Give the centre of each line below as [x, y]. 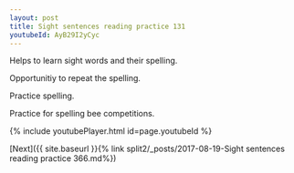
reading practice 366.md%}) [63, 158]
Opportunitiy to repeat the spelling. [75, 78]
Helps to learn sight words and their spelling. [94, 61]
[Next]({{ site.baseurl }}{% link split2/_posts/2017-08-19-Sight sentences [147, 149]
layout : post [34, 18]
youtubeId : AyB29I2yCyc [55, 35]
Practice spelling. [42, 96]
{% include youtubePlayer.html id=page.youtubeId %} [111, 131]
